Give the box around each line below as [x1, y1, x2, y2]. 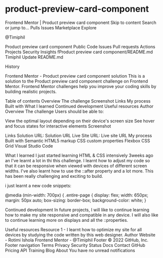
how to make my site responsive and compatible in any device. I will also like [5, 212, 159, 218]
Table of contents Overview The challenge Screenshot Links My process [5, 98, 151, 104]
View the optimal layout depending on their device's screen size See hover [5, 118, 155, 124]
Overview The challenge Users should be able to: [5, 108, 104, 114]
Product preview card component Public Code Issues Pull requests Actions [5, 43, 156, 49]
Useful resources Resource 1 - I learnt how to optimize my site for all [5, 226, 142, 233]
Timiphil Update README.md [5, 54, 63, 60]
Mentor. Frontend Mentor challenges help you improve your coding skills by [5, 83, 157, 89]
